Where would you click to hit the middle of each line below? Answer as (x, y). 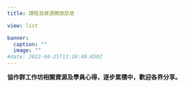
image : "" (27, 51)
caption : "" (30, 44)
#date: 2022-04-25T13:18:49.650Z (55, 57)
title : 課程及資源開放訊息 (41, 13)
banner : (18, 38)
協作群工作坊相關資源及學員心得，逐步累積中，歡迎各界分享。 (94, 77)
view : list (23, 25)
